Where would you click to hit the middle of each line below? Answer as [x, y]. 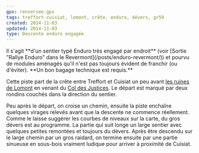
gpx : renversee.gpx [30, 12]
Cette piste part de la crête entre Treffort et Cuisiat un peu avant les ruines [98, 82]
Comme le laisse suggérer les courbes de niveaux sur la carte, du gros [93, 119]
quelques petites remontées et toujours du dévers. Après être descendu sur [99, 131]
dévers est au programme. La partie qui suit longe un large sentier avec [94, 125]
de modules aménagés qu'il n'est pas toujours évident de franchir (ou [92, 64]
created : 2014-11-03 [32, 23]
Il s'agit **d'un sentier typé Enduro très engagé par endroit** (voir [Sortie [97, 51]
